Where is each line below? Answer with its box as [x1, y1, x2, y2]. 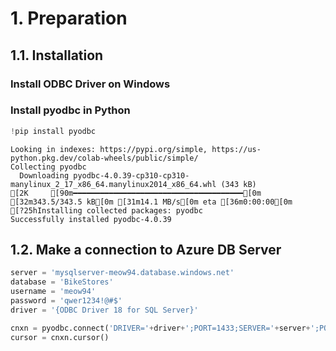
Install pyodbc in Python [10, 103, 131, 117]
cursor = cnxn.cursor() [10, 332, 110, 342]
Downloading [19, 170, 70, 181]
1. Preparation [10, 7, 128, 30]
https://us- [211, 144, 262, 154]
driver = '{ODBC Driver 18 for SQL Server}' [10, 305, 199, 315]
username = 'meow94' [10, 287, 97, 297]
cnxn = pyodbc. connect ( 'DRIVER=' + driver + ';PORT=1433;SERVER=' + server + [10, 323, 311, 333]
